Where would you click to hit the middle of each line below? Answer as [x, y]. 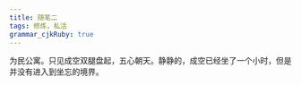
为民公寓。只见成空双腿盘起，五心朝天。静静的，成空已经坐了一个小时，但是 [150, 61]
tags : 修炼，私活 [38, 26]
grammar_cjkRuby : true [52, 34]
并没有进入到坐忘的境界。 [56, 72]
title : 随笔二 [34, 17]
